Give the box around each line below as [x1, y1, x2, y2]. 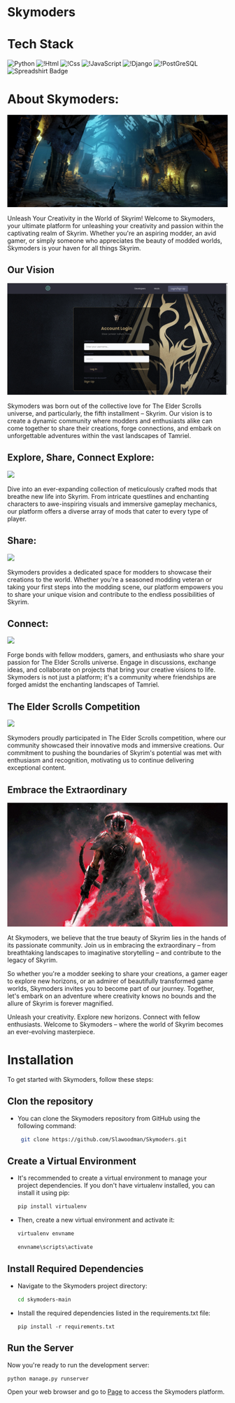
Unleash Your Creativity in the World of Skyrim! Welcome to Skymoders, [7, 214, 215, 223]
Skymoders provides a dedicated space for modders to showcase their [7, 567, 212, 576]
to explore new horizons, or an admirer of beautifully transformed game [7, 977, 213, 985]
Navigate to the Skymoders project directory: [17, 1281, 148, 1290]
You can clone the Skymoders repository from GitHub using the [17, 1114, 201, 1122]
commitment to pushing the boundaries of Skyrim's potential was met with [7, 749, 222, 757]
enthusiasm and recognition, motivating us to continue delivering [7, 756, 194, 765]
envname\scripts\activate [17, 1243, 93, 1251]
